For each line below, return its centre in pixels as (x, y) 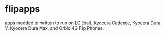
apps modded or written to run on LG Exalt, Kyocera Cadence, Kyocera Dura (83, 23)
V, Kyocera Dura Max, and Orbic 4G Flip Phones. (55, 28)
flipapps (22, 9)
